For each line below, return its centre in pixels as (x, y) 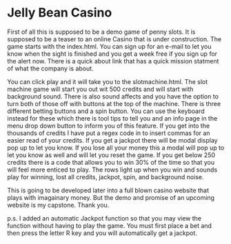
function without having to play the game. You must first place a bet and (110, 225)
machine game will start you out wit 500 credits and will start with (100, 89)
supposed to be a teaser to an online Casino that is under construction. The (114, 39)
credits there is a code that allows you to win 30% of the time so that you (111, 162)
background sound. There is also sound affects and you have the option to (113, 96)
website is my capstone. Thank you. (58, 205)
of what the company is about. (51, 68)
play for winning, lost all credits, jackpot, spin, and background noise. (106, 176)
